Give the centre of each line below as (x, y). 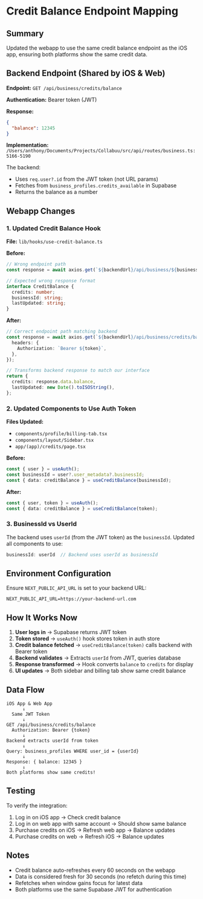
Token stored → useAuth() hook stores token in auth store (87, 638)
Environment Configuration (59, 573)
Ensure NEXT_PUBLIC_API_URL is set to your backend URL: (76, 588)
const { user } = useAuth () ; (43, 469)
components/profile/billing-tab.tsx (61, 434)
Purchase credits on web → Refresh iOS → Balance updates (89, 836)
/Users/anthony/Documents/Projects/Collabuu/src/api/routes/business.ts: (101, 151)
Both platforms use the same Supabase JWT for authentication (93, 889)
